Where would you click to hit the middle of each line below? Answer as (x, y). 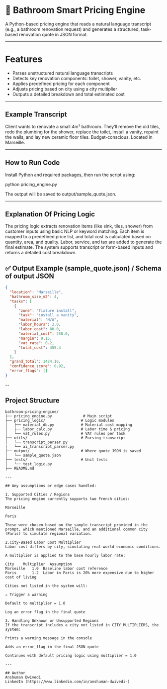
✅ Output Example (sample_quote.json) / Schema (83, 268)
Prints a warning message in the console (49, 638)
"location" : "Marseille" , (37, 292)
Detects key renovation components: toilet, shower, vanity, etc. (77, 78)
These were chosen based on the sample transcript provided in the (77, 525)
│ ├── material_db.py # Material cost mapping (69, 425)
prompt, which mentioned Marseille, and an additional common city (77, 529)
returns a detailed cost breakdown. (41, 253)
